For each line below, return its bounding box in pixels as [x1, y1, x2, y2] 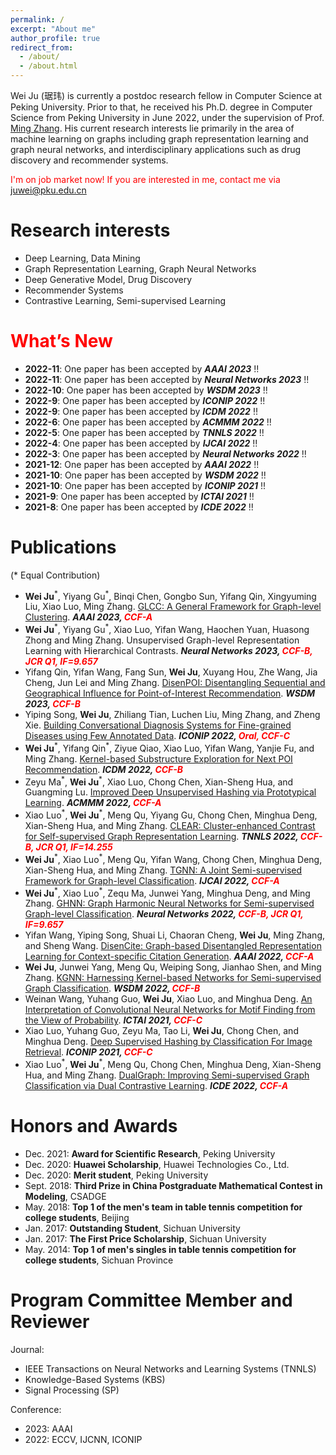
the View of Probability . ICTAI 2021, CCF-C [24, 1014, 203, 1026]
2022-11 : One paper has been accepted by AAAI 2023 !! [24, 362, 260, 375]
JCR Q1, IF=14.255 [35, 841, 113, 853]
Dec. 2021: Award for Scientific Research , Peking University [24, 1148, 276, 1160]
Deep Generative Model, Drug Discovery [24, 273, 193, 285]
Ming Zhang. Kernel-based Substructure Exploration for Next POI [24, 752, 293, 765]
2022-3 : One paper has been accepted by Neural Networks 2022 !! [24, 447, 307, 460]
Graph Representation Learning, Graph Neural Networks [24, 262, 257, 275]
